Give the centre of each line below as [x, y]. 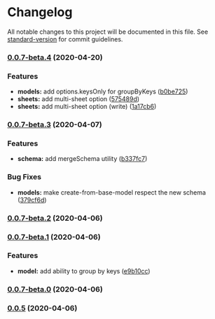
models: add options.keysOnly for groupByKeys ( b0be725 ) [103, 91]
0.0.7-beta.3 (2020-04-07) [55, 125]
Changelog [40, 12]
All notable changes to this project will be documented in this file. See [108, 32]
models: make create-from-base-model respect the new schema [112, 192]
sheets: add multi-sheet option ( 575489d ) [78, 99]
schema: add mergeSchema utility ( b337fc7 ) [82, 159]
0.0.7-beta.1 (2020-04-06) [54, 237]
